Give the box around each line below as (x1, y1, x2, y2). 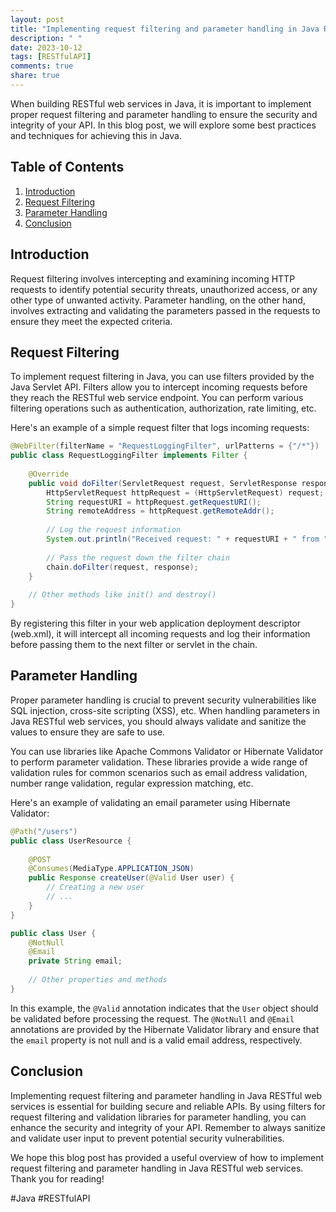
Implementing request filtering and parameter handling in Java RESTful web (10, 1089, 323, 1101)
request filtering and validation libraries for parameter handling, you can (10, 1111, 307, 1123)
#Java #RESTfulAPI (10, 1192, 91, 1204)
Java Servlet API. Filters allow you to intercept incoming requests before (10, 381, 308, 393)
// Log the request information (46, 525, 182, 535)
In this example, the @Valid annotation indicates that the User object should (10, 1002, 319, 1014)
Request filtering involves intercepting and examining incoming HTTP (10, 272, 296, 285)
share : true (10, 71, 60, 81)
